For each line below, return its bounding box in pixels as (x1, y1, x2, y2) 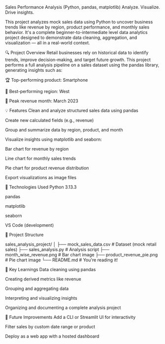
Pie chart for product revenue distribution (5, 165, 89, 171)
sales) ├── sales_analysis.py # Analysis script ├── (5, 247, 110, 252)
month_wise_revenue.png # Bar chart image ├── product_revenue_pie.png (5, 252, 158, 257)
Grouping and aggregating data (5, 285, 69, 291)
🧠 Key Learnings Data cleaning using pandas (5, 267, 96, 272)
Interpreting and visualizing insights (5, 295, 77, 301)
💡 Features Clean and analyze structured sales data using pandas (5, 108, 139, 113)
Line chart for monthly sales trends (5, 156, 76, 161)
